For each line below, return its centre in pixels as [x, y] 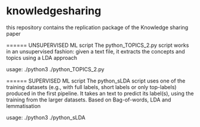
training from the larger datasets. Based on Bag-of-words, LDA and [89, 100]
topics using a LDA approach [42, 58]
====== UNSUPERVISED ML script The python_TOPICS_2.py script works [98, 45]
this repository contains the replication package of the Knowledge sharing [97, 27]
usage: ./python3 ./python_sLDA [46, 118]
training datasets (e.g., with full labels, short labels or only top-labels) [92, 87]
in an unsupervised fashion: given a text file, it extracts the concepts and [96, 51]
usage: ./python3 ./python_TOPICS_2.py [55, 69]
